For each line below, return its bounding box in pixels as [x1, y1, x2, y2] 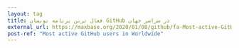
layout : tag [7, 10, 43, 18]
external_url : [7, 23, 50, 30]
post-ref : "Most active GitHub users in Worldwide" [7, 30, 164, 37]
